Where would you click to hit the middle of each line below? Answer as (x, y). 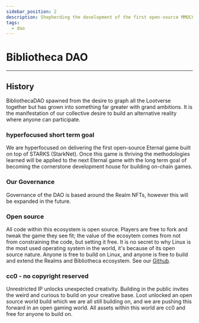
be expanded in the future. (38, 201)
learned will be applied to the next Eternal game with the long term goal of (97, 160)
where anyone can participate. (44, 119)
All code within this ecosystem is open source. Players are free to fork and (97, 229)
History (20, 86)
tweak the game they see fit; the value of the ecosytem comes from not (93, 235)
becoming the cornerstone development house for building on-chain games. (99, 167)
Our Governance (31, 182)
